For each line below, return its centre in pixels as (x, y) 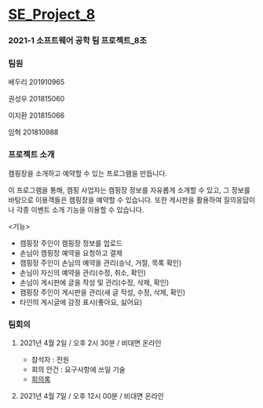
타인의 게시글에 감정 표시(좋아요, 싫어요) (81, 302)
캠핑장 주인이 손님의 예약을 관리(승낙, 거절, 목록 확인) (100, 263)
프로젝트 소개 (31, 155)
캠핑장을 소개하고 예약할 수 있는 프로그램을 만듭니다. (88, 173)
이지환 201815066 (37, 116)
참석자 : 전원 (50, 360)
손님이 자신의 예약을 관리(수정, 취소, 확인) (83, 272)
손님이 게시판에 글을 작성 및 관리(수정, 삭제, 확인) (94, 282)
